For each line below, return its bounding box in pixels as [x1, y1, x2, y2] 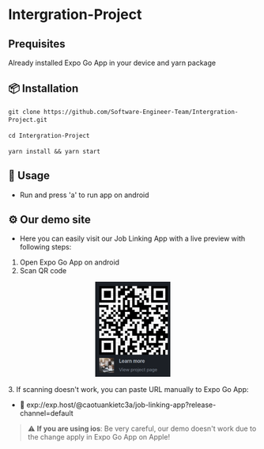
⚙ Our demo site [8, 213, 91, 226]
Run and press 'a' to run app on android [19, 190, 149, 200]
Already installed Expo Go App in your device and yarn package [8, 58, 216, 67]
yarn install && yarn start [8, 147, 101, 155]
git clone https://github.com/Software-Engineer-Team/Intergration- [8, 108, 239, 116]
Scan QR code [19, 266, 67, 276]
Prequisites [8, 37, 66, 51]
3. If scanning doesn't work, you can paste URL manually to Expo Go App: [8, 384, 249, 394]
